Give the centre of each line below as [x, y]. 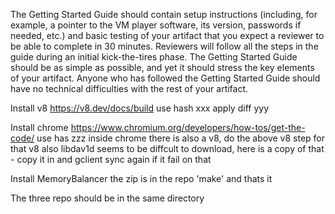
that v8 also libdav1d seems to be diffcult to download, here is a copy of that [167, 148]
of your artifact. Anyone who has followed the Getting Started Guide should [165, 78]
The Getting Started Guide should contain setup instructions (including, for [164, 14]
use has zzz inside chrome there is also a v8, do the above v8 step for [181, 138]
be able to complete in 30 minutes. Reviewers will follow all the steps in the [164, 46]
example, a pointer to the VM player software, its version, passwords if [156, 25]
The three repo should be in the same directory [107, 198]
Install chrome [39, 127]
